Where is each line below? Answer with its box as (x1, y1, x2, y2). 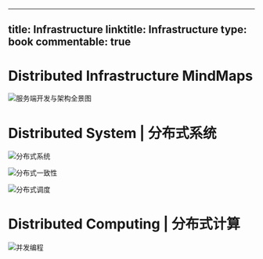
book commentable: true (8, 35, 131, 49)
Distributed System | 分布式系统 (8, 124, 217, 142)
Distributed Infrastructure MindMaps (8, 67, 253, 85)
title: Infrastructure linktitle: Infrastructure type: (8, 23, 247, 36)
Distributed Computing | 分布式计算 (8, 215, 241, 233)
